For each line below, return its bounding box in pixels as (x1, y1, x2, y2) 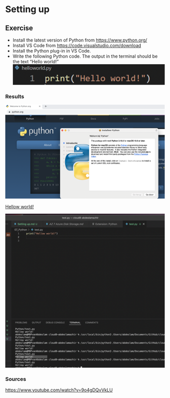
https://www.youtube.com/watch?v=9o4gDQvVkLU (5, 387, 113, 393)
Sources (5, 375, 26, 382)
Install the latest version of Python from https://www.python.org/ (12, 37, 148, 43)
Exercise (5, 24, 33, 32)
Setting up (5, 4, 50, 15)
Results (5, 93, 24, 100)
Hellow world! (5, 203, 34, 209)
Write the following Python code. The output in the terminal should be (12, 53, 158, 59)
